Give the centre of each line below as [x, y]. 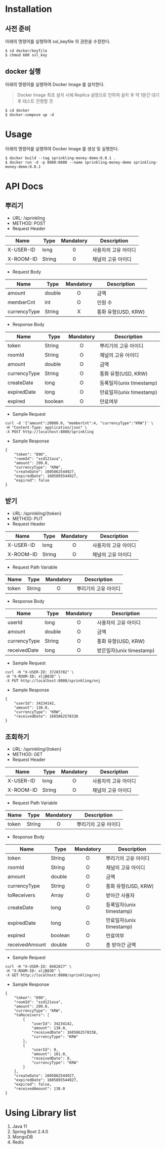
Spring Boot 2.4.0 [30, 1132]
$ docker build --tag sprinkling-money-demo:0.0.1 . [61, 158]
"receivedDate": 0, [51, 1058]
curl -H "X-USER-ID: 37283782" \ [40, 672]
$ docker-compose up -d [30, 115]
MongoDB [22, 1137]
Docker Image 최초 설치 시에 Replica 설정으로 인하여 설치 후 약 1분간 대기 [88, 95]
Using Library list [41, 1113]
